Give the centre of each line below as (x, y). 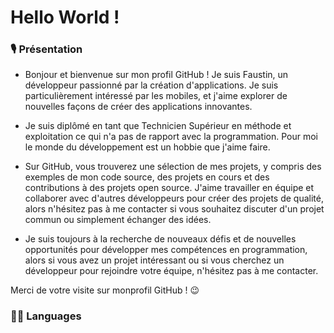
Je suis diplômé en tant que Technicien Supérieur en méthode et (158, 126)
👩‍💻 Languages (46, 316)
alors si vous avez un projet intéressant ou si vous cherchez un (154, 260)
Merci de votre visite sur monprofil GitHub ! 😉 (105, 290)
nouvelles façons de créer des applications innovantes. (138, 107)
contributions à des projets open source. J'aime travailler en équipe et (169, 188)
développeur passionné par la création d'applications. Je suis (151, 85)
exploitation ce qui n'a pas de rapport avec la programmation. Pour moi (171, 137)
